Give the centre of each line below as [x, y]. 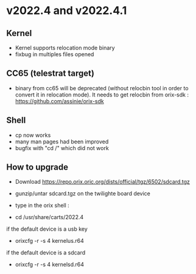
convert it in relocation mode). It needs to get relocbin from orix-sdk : [102, 95]
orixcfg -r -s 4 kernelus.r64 [49, 241]
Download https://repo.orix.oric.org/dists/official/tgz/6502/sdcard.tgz [103, 182]
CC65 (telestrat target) [50, 74]
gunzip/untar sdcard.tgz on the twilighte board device [83, 193]
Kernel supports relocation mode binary [65, 48]
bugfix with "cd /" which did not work [62, 148]
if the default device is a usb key [47, 229]
